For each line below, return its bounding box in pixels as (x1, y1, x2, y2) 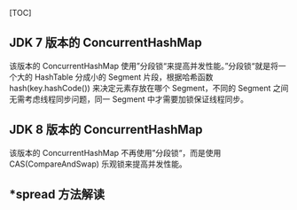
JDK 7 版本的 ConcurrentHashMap (9, 35, 202, 51)
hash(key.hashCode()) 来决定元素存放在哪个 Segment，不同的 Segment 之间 (9, 82, 289, 93)
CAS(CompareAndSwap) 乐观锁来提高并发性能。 (9, 159, 188, 169)
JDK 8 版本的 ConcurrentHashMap (9, 122, 203, 137)
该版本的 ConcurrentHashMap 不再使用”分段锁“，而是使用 (9, 147, 222, 158)
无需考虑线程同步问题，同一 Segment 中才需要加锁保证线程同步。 (9, 93, 248, 105)
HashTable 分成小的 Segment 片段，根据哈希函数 (34, 71, 214, 82)
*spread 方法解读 (9, 187, 105, 202)
